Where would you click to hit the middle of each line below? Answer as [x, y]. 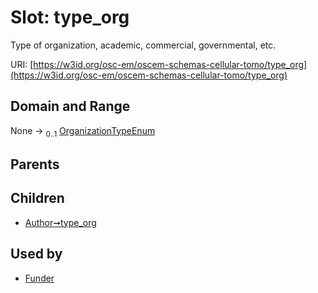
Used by [36, 254]
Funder [39, 278]
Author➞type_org [60, 222]
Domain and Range [70, 106]
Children [37, 198]
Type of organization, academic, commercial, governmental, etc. [143, 45]
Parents [35, 164]
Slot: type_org [70, 17]
